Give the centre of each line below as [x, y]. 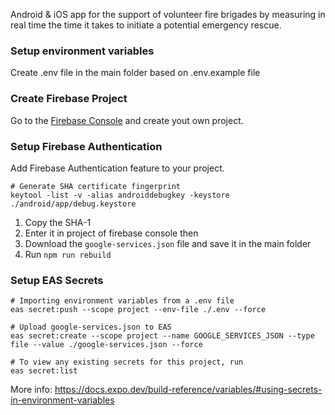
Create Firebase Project [69, 99]
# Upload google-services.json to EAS [91, 327]
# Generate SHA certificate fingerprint [96, 186]
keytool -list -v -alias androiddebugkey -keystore [120, 195]
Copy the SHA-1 [58, 222]
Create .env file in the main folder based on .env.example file [135, 73]
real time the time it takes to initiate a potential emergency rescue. [146, 25]
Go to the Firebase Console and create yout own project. [127, 120]
